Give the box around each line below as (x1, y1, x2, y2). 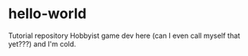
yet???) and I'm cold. (8, 39, 77, 48)
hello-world (8, 5, 87, 23)
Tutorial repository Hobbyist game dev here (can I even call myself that (8, 31, 241, 40)
